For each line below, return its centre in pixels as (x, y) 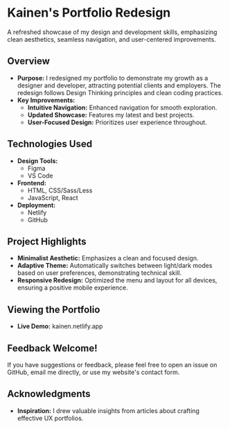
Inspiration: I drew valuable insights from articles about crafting (108, 410)
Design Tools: (37, 160)
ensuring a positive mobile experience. (72, 288)
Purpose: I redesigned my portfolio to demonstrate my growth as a (113, 78)
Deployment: (36, 205)
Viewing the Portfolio (54, 309)
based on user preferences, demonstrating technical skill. (99, 273)
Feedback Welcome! (53, 348)
